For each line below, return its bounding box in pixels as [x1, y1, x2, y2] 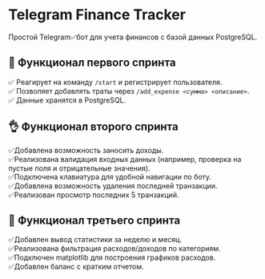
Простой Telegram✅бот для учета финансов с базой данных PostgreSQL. [8, 32, 258, 42]
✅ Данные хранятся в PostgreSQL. [8, 95, 126, 105]
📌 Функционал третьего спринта [8, 213, 181, 227]
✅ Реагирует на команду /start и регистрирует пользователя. [8, 77, 223, 87]
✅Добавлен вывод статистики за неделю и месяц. [8, 235, 183, 245]
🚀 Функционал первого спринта [8, 56, 176, 70]
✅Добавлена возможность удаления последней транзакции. [8, 180, 218, 190]
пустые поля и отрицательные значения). [8, 163, 151, 173]
